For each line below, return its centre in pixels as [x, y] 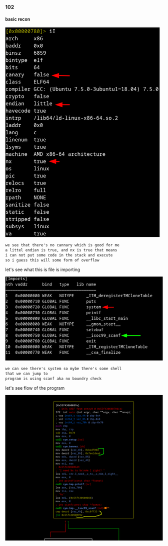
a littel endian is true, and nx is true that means [61, 250]
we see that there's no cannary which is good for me [62, 245]
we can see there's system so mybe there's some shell [63, 369]
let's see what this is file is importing [43, 269]
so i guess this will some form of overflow [52, 260]
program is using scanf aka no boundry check [53, 379]
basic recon [18, 19]
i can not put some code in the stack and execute [59, 255]
